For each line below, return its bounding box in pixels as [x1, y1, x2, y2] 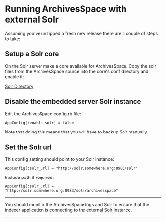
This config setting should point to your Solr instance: [5, 156, 115, 162]
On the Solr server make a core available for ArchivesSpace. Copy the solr [5, 63, 157, 69]
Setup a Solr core [5, 50, 59, 58]
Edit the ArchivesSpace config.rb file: [5, 110, 82, 117]
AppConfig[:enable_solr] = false [5, 120, 74, 125]
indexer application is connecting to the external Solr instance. [5, 207, 132, 213]
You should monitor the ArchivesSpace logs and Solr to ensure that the [5, 202, 150, 208]
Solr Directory [5, 83, 34, 89]
